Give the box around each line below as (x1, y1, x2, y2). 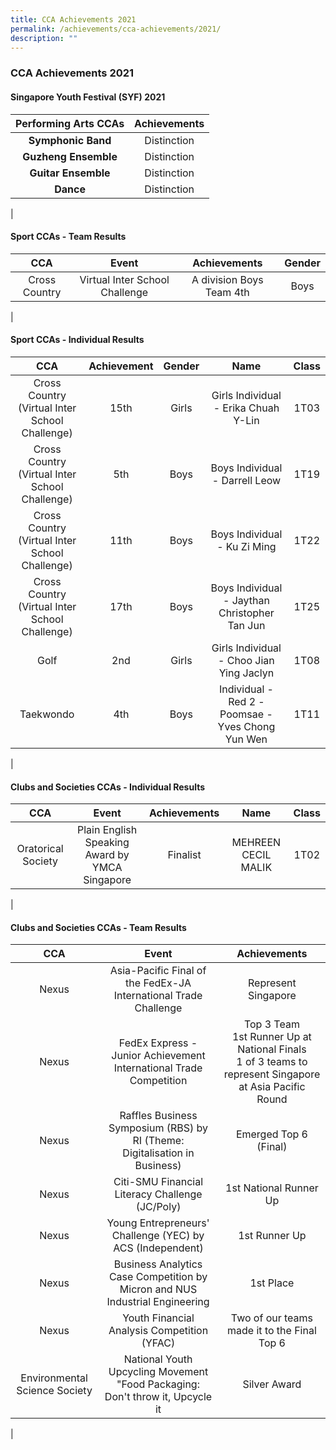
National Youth (123, 1352, 193, 1366)
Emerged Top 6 (235, 1127, 308, 1141)
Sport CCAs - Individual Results (10, 334, 145, 346)
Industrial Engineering (106, 1295, 210, 1309)
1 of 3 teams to (236, 1055, 308, 1069)
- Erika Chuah (213, 401, 280, 415)
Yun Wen (224, 732, 268, 746)
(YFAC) (141, 1336, 176, 1350)
